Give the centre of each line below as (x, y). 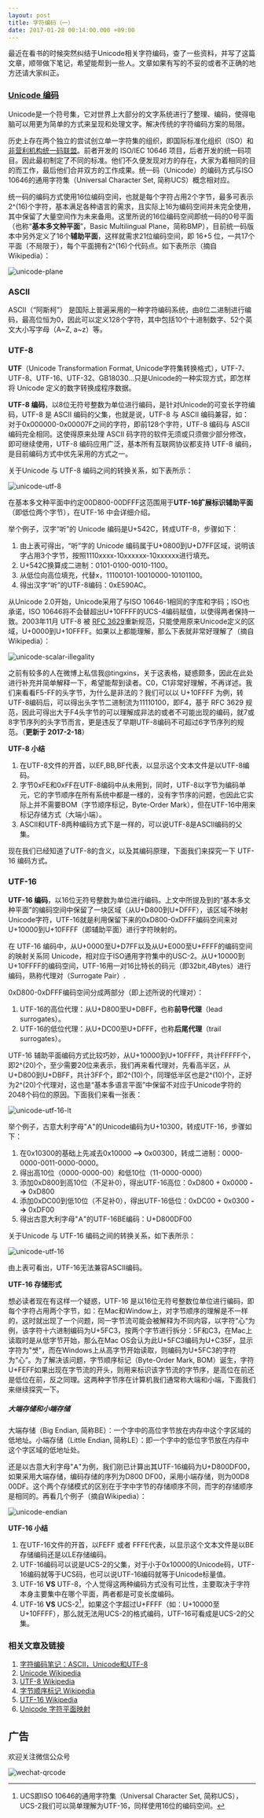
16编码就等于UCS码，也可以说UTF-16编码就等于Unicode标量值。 (125, 1574)
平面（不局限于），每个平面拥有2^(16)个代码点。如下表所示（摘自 (113, 245)
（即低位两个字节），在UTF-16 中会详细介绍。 (81, 513)
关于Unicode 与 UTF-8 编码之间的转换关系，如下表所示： (101, 471)
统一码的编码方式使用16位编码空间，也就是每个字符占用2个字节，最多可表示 (131, 197)
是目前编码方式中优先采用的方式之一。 (70, 454)
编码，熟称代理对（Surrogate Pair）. (67, 975)
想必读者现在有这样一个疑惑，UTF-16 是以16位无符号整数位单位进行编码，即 (131, 1301)
